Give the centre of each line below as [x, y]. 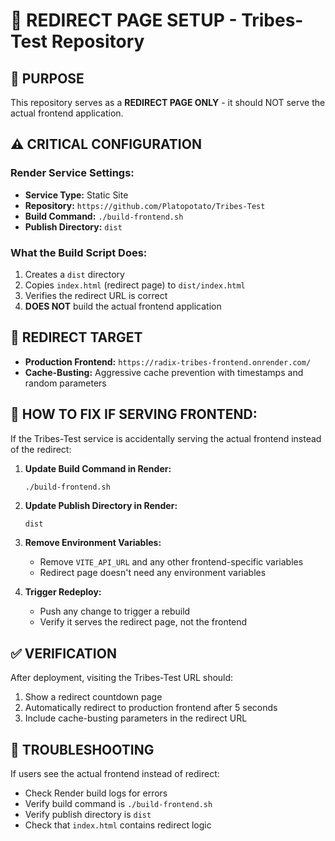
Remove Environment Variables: [93, 543]
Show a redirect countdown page [93, 697]
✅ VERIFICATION [63, 653]
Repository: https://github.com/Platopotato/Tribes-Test [145, 205]
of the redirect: [41, 449]
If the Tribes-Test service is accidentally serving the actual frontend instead [166, 438]
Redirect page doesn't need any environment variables [153, 573]
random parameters [65, 383]
